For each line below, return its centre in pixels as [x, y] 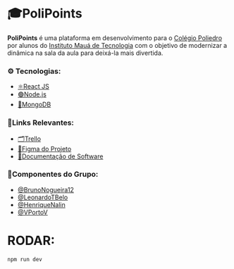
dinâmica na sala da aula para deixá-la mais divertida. [85, 53]
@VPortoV [32, 212]
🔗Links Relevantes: [41, 123]
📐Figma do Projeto [44, 149]
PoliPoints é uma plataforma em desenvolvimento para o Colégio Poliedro [115, 38]
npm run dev [25, 259]
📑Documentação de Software [60, 156]
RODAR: [31, 241]
